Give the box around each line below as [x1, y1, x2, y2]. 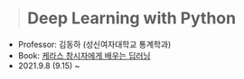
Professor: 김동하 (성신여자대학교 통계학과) [17, 39, 172, 49]
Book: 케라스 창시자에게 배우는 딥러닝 [17, 49, 151, 61]
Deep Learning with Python [26, 8, 237, 29]
